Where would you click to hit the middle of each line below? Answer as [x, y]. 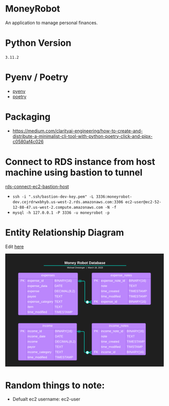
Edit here [15, 247]
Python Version [38, 43]
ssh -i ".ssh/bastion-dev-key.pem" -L [53, 197]
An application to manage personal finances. [52, 23]
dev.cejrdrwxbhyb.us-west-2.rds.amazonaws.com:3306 [68, 202]
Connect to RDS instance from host [80, 162]
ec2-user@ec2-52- [143, 202]
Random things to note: [55, 385]
